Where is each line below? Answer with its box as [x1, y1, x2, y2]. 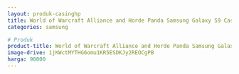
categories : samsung [7, 23, 69, 30]
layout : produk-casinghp [7, 10, 81, 18]
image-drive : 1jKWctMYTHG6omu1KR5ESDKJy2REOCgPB [7, 49, 154, 56]
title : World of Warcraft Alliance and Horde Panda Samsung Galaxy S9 [7, 17, 221, 24]
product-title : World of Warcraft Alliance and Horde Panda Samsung [7, 43, 215, 50]
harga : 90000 [7, 56, 46, 63]
